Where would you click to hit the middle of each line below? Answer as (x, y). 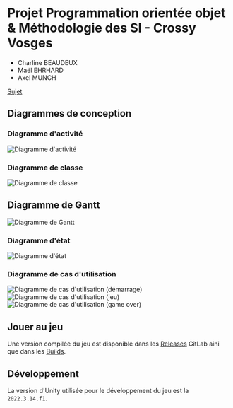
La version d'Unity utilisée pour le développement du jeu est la (98, 390)
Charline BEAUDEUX (47, 62)
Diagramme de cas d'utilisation (62, 274)
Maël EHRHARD (40, 70)
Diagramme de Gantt (54, 205)
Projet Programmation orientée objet (116, 13)
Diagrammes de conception (70, 113)
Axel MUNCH (37, 77)
